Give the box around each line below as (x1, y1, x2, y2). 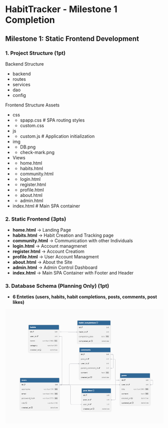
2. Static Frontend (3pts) (5, 216, 66, 223)
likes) (12, 299, 25, 305)
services (12, 81, 31, 87)
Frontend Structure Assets (5, 102, 60, 108)
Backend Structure (5, 61, 44, 67)
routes (12, 76, 26, 82)
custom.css (20, 122, 44, 128)
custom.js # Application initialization (20, 133, 95, 139)
